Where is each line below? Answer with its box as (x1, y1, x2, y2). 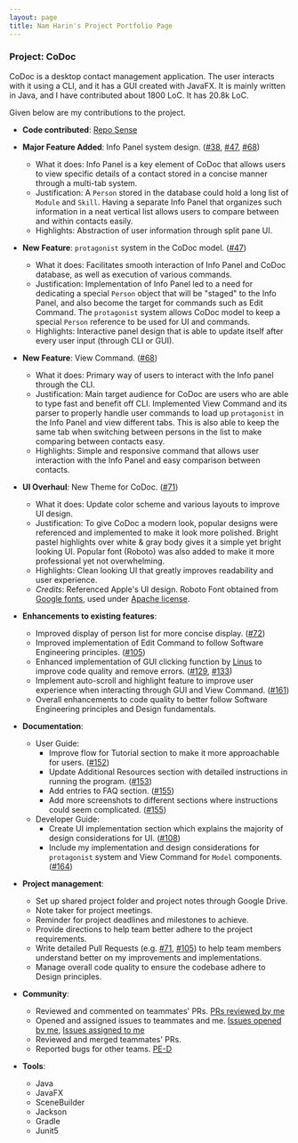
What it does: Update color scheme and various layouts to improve (35, 499, 280, 509)
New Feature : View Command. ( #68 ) (21, 353, 158, 363)
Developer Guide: (35, 814, 100, 824)
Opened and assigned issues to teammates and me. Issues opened (35, 1015, 282, 1025)
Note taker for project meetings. (35, 904, 153, 915)
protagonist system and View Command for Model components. (48, 851, 283, 862)
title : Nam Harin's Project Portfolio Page (9, 21, 173, 30)
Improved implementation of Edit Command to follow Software (35, 637, 264, 648)
